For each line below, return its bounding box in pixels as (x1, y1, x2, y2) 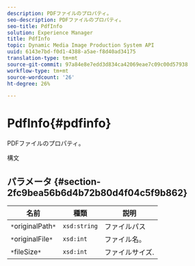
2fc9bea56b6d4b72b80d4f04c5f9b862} (7, 186, 188, 199)
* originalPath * (10, 221, 56, 230)
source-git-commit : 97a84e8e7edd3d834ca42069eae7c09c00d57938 (7, 61, 188, 68)
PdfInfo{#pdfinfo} (7, 116, 112, 131)
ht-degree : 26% (7, 80, 51, 87)
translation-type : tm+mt (7, 55, 78, 62)
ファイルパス (104, 222, 146, 231)
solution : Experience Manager (7, 29, 94, 36)
